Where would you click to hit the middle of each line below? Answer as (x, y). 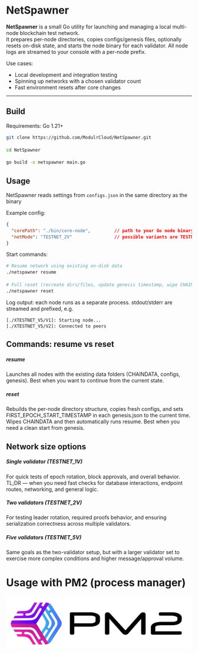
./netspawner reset (30, 291)
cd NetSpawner (24, 150)
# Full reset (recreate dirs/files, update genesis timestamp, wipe (92, 285)
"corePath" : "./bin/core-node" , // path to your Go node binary (103, 231)
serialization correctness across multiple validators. (69, 524)
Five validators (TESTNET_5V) (44, 538)
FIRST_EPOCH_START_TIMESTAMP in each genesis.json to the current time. (98, 416)
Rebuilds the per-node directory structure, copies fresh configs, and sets (95, 409)
